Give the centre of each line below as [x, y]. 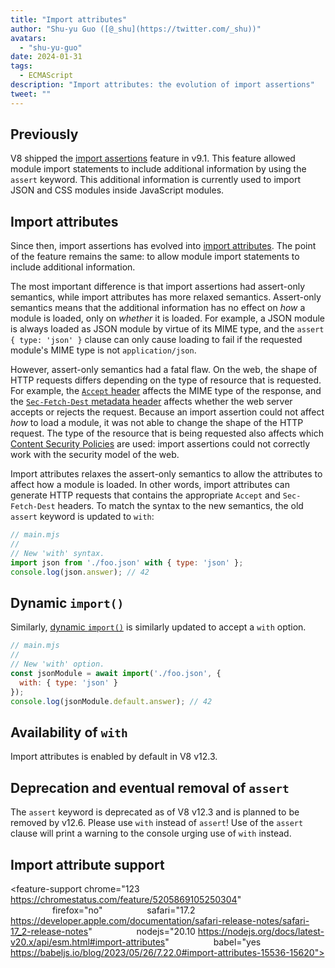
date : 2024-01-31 [46, 57]
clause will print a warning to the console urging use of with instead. [151, 833]
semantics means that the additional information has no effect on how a [158, 308]
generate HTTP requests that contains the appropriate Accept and [145, 495]
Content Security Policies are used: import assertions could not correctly [160, 444]
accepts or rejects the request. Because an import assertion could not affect [167, 412]
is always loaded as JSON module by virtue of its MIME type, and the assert [167, 329]
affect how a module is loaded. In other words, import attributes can [150, 485]
